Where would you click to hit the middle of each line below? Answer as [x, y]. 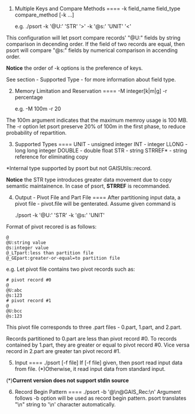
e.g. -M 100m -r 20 [38, 109]
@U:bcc [14, 311]
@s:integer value [27, 248]
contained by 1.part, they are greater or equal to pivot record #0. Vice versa [98, 345]
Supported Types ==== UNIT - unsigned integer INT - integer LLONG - [101, 144]
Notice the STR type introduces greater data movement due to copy [89, 179]
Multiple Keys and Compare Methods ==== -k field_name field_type [97, 9]
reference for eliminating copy [51, 157]
